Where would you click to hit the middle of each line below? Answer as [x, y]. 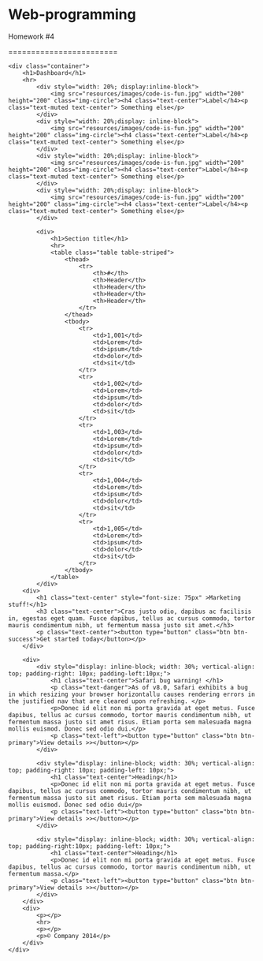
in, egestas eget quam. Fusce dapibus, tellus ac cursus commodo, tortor [132, 618]
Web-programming [72, 15]
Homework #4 [31, 36]
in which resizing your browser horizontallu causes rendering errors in [132, 694]
